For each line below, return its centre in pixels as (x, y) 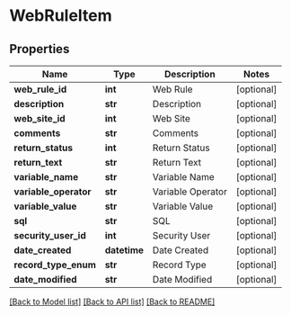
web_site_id (40, 118)
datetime (124, 250)
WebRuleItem (61, 16)
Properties (40, 49)
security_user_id (50, 235)
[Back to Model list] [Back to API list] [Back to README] (112, 301)
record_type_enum (55, 265)
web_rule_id (40, 89)
